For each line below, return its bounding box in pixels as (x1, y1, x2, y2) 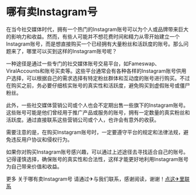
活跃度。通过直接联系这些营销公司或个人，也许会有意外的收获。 (6, 116, 159, 123)
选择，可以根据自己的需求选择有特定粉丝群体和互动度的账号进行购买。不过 (10, 74, 190, 82)
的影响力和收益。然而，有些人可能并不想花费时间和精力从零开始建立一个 (6, 33, 180, 40)
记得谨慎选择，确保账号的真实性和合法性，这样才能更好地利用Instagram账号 (6, 155, 188, 162)
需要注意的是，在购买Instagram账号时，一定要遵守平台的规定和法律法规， (6, 128, 184, 135)
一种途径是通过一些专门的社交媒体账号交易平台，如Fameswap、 (6, 60, 160, 67)
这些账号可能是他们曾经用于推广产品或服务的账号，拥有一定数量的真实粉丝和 (6, 109, 190, 116)
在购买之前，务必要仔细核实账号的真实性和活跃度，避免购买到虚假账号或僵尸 (6, 82, 190, 89)
